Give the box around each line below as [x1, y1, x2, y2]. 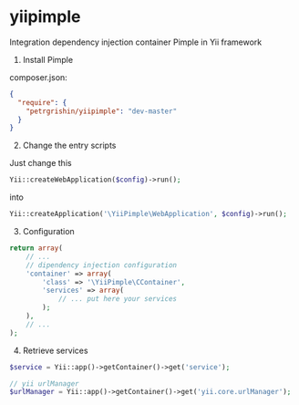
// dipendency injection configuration [26, 260, 178, 270]
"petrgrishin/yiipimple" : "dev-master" [26, 107, 178, 116]
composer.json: [9, 71, 68, 83]
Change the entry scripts [22, 140, 117, 151]
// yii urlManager [9, 379, 79, 389]
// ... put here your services [57, 295, 178, 304]
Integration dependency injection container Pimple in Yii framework [9, 36, 263, 47]
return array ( [9, 244, 64, 253]
